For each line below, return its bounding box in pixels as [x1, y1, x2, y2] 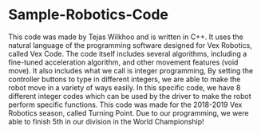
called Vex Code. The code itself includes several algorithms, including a [8, 49, 247, 58]
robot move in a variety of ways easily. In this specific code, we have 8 [8, 82, 241, 93]
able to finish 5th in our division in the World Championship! [8, 116, 205, 126]
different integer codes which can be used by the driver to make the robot [8, 91, 251, 100]
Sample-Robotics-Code [8, 6, 169, 24]
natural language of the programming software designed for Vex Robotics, [8, 40, 253, 49]
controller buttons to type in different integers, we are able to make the [8, 74, 241, 84]
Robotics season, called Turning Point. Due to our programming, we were [8, 108, 249, 117]
